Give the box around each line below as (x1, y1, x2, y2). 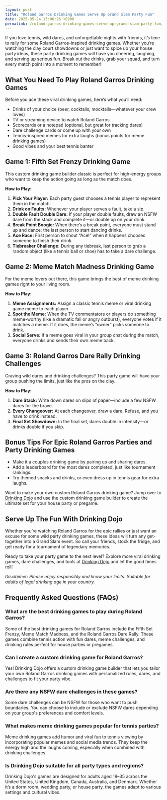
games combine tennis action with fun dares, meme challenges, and (5, 636, 145, 642)
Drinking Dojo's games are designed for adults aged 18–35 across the (5, 774, 148, 779)
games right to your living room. (5, 281, 71, 287)
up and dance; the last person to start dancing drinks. (12, 227, 123, 233)
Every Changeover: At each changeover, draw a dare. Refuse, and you (12, 408, 158, 414)
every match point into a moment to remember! (5, 61, 102, 67)
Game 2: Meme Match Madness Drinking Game (5, 263, 154, 271)
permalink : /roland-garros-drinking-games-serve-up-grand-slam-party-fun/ (5, 21, 164, 26)
